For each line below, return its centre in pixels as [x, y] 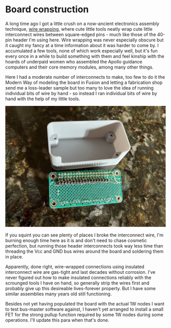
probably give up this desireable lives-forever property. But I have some [81, 288]
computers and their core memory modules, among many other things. [79, 67]
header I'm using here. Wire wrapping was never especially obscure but [88, 40]
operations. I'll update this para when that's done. [57, 320]
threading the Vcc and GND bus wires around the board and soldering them [84, 251]
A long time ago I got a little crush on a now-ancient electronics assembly [82, 24]
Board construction [47, 9]
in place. [14, 256]
